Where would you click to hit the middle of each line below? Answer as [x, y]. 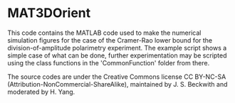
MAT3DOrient [49, 13]
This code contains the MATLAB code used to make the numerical [104, 33]
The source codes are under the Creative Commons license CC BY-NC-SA [117, 77]
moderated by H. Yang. [41, 92]
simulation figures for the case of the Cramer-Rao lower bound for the [110, 40]
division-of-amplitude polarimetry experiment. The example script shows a [117, 48]
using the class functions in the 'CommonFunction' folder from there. [109, 63]
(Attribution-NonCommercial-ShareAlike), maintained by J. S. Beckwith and [117, 84]
